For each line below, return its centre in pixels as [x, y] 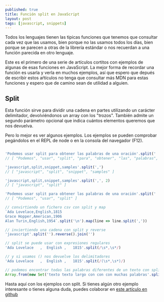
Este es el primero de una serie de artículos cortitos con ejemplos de [74, 62]
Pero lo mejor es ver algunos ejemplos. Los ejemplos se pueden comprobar [81, 136]
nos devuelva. [19, 126]
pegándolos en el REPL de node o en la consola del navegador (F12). [74, 140]
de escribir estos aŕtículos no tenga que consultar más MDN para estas [77, 78]
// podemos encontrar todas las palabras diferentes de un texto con [77, 270]
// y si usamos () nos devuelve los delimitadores [58, 257]
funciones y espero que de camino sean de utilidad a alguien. [67, 83]
